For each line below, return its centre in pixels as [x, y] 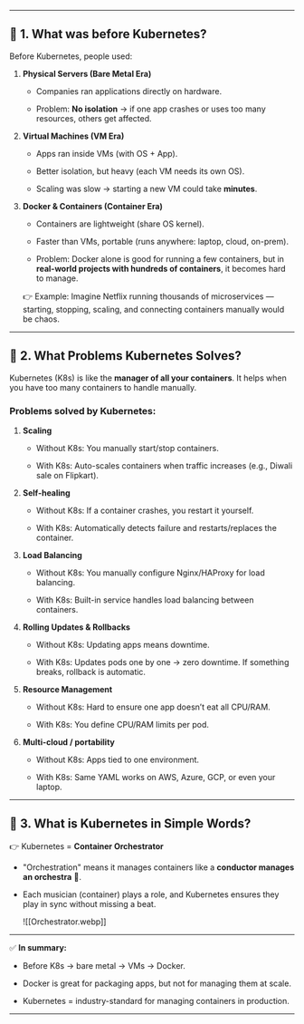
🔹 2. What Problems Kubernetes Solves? [125, 356]
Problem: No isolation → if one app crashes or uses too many [151, 109]
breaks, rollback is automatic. [91, 671]
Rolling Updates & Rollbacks [76, 627]
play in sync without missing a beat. [89, 903]
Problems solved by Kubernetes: [83, 411]
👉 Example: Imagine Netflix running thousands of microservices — [148, 296]
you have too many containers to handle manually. [103, 387]
